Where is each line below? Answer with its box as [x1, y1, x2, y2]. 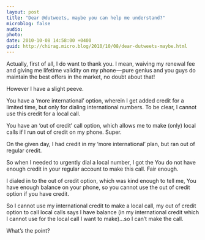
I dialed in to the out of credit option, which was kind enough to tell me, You [6, 177, 197, 184]
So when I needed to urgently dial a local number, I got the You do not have [6, 158, 196, 166]
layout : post [6, 9, 40, 15]
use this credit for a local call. [6, 110, 81, 117]
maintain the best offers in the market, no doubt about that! [6, 73, 155, 80]
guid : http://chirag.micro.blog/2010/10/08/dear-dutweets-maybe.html [6, 44, 188, 50]
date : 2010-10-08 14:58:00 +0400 [6, 37, 92, 44]
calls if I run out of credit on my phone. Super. [6, 128, 122, 136]
